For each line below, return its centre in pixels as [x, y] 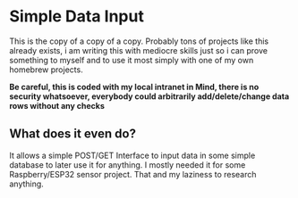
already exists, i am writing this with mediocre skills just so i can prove [139, 50]
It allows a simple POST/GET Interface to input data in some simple [132, 155]
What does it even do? [73, 134]
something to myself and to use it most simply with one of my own [132, 60]
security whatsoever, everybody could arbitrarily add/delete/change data [149, 96]
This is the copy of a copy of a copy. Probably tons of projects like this [139, 41]
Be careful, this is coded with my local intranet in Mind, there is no [134, 87]
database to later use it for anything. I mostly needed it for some [128, 165]
